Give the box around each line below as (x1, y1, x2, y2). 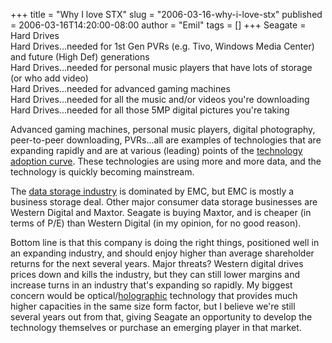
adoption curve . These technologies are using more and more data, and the (10, 155, 322, 167)
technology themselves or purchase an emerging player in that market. (10, 322, 302, 333)
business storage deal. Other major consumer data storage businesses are (10, 196, 318, 208)
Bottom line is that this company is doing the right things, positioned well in (10, 237, 320, 248)
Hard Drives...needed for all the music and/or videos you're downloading (10, 94, 310, 105)
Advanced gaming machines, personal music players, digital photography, (10, 124, 316, 135)
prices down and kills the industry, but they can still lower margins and (10, 269, 300, 280)
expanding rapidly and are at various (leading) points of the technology (10, 145, 303, 156)
